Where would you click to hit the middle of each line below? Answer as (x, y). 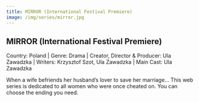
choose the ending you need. (43, 92)
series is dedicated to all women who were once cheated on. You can (92, 86)
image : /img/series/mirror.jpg (45, 17)
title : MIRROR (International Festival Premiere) (70, 12)
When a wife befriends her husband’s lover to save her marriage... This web (100, 80)
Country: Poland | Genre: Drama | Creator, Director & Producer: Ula (89, 56)
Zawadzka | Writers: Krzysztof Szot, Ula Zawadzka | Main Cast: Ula (89, 62)
